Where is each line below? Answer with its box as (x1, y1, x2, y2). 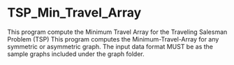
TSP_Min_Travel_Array (7, 5, 142, 21)
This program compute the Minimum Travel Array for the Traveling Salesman (7, 28, 228, 36)
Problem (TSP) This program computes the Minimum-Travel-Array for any (7, 35, 219, 43)
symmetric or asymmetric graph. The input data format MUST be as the (7, 42, 213, 50)
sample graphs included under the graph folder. (7, 50, 145, 58)
